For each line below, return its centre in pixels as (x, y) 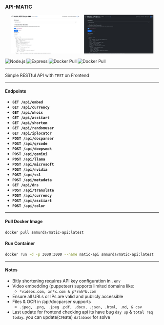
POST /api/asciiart (32, 201)
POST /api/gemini (30, 154)
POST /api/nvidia (30, 170)
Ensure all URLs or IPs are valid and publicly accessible (68, 296)
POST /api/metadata (32, 180)
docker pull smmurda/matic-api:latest (44, 232)
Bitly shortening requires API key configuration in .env (66, 281)
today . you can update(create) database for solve (61, 317)
